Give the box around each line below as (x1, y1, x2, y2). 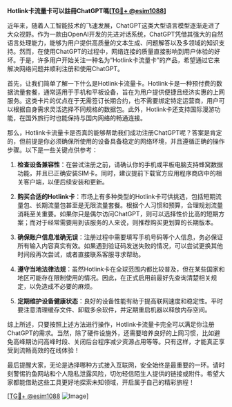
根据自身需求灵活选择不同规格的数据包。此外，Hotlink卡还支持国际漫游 (12, 105, 215, 113)
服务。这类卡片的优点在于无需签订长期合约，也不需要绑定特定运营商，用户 (7, 97, 219, 104)
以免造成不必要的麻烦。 (29, 283, 97, 290)
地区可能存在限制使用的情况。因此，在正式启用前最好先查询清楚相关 (17, 274, 211, 282)
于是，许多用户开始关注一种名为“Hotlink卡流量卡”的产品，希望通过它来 (19, 56, 220, 64)
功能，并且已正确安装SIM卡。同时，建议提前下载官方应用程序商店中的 (17, 169, 216, 177)
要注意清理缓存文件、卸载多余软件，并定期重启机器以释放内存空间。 (17, 305, 211, 314)
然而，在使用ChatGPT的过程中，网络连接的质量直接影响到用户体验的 (19, 48, 215, 55)
